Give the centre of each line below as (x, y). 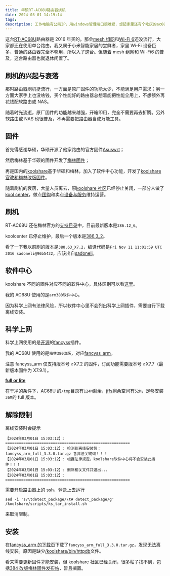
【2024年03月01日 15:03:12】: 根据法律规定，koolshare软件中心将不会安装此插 (80, 459)
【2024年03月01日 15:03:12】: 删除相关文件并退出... (56, 470)
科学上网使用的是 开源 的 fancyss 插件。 (45, 343)
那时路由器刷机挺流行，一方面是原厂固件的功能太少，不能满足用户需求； (80, 89)
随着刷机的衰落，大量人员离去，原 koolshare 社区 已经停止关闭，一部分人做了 (85, 188)
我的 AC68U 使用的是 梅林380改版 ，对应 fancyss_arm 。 (60, 353)
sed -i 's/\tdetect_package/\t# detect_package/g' (60, 500)
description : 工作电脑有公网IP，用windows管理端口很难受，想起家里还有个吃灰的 (81, 24)
